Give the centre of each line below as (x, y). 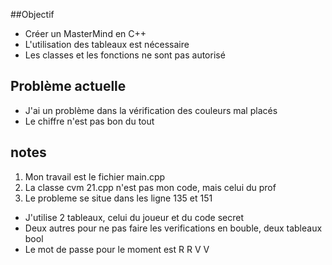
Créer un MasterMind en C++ (85, 33)
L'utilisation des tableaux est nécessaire (107, 44)
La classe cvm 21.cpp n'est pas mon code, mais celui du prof (150, 187)
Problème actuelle (68, 86)
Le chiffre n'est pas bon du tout (89, 121)
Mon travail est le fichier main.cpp (95, 176)
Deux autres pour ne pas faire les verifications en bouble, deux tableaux (173, 228)
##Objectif (32, 14)
